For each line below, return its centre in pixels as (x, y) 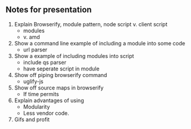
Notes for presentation (49, 10)
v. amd (31, 37)
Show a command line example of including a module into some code (100, 43)
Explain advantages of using (49, 100)
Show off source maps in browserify (59, 87)
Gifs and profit (32, 119)
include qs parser (45, 62)
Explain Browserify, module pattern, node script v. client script (91, 24)
